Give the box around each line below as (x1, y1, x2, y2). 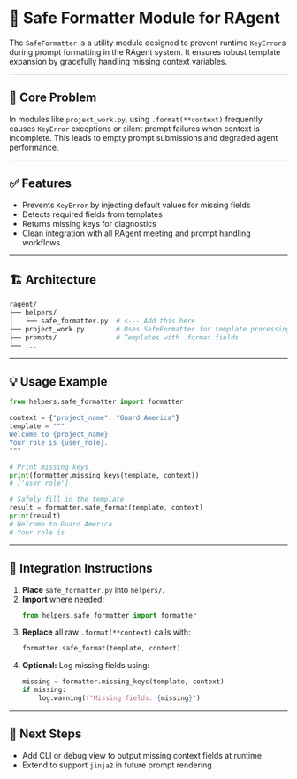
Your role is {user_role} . (9, 438, 109, 447)
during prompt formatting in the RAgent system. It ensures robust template (9, 46, 281, 57)
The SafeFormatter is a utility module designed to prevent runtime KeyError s (9, 37, 286, 48)
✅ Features (9, 176, 72, 191)
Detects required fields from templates (21, 208, 164, 220)
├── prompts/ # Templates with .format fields (9, 332, 240, 342)
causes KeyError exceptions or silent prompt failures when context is (9, 123, 261, 134)
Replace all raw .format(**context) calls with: (21, 627, 192, 637)
